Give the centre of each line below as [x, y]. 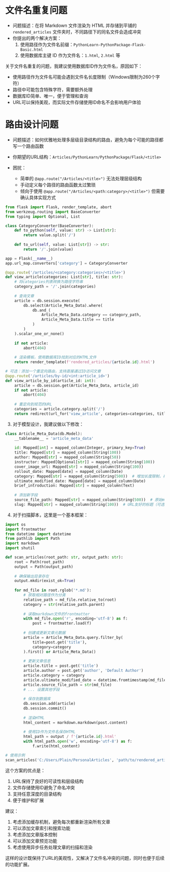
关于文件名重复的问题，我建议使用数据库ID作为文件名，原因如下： [74, 66]
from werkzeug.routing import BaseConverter [53, 212]
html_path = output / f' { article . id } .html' [70, 737]
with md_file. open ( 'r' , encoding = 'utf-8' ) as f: [76, 619]
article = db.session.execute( [47, 301]
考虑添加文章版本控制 [35, 834]
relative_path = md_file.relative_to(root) [70, 600]
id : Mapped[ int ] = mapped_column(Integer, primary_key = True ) [80, 448]
